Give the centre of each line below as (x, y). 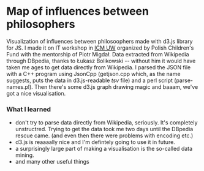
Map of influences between (77, 11)
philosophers (41, 24)
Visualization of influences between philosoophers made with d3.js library (100, 41)
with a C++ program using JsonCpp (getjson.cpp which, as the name (93, 74)
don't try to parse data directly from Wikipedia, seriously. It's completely (106, 123)
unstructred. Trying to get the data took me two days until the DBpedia (104, 129)
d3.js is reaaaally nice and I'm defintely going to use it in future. (95, 142)
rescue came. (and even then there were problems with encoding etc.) (104, 135)
